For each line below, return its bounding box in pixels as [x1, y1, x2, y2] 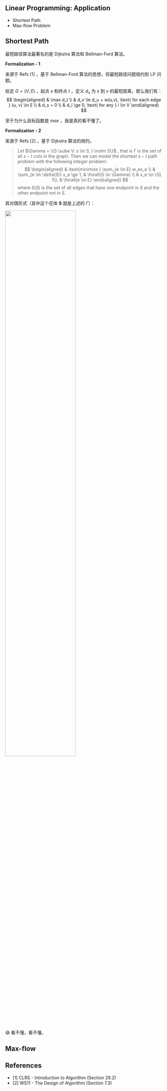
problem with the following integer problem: [17, 159, 108, 165]
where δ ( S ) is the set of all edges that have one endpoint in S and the [17, 184, 160, 191]
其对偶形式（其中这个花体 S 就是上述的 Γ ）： [5, 200, 96, 206]
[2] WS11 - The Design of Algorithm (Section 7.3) [12, 1080, 112, 1086]
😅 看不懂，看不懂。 [5, 1030, 46, 1036]
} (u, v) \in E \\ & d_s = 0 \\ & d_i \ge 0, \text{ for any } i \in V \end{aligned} [8, 102, 160, 108]
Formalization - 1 [5, 61, 41, 67]
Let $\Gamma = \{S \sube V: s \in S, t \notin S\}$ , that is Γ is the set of [17, 148, 162, 154]
